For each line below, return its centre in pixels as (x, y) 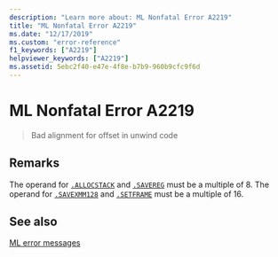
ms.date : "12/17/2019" (51, 34)
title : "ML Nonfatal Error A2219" (73, 26)
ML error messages (45, 243)
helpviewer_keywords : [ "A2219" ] (69, 58)
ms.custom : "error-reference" (65, 42)
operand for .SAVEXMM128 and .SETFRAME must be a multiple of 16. (127, 194)
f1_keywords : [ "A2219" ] (53, 51)
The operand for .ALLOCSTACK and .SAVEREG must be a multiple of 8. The (139, 184)
